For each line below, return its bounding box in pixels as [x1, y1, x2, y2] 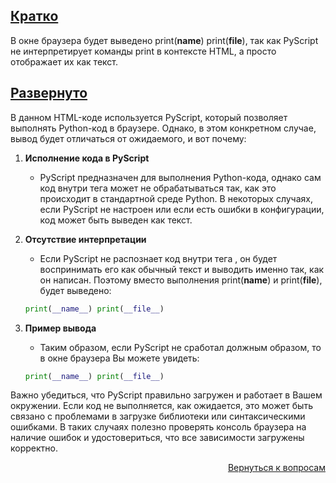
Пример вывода [24, 322, 97, 334]
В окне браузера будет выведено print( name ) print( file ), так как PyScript [10, 34, 319, 46]
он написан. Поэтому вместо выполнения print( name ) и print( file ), [39, 274, 323, 286]
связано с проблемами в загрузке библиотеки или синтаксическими [10, 410, 306, 423]
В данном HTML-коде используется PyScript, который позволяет [10, 111, 288, 123]
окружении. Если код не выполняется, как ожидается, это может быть [10, 400, 313, 412]
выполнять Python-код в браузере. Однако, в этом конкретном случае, [10, 122, 317, 134]
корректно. [10, 442, 58, 454]
